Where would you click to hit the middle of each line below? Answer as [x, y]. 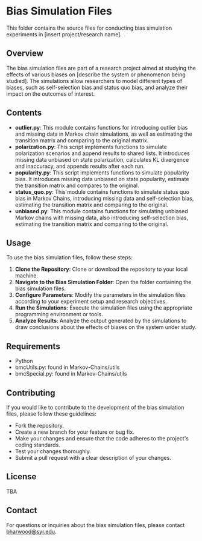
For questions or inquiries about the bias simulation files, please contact [96, 525]
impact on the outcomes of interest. [51, 94]
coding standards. [37, 445]
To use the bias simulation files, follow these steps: [69, 257]
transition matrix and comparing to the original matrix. [82, 140]
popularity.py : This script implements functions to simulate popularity [102, 172]
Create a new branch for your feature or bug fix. [74, 432]
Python [24, 361]
